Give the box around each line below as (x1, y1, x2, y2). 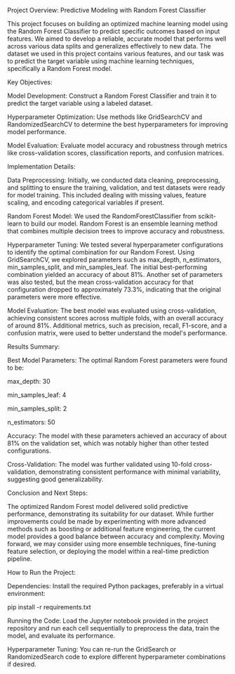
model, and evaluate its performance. (7, 632, 116, 640)
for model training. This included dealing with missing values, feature (7, 191, 207, 199)
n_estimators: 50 (7, 418, 55, 426)
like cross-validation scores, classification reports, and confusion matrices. (7, 149, 224, 157)
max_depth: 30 (7, 377, 51, 385)
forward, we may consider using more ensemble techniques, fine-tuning (7, 540, 216, 547)
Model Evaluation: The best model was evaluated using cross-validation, (7, 306, 217, 315)
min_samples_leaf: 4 (7, 391, 67, 399)
